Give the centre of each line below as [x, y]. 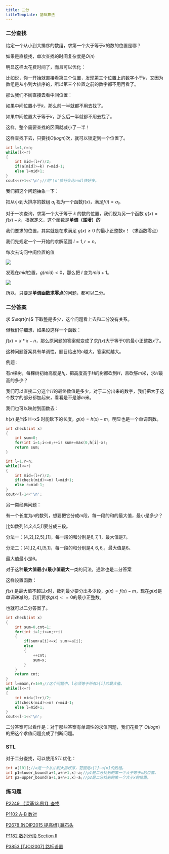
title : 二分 [17, 10]
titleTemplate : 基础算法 [30, 15]
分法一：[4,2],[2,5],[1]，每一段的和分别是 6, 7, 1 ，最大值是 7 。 [68, 537]
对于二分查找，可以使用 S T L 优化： [41, 759]
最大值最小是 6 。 [23, 558]
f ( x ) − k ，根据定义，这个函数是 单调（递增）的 [53, 220]
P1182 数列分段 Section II [32, 836]
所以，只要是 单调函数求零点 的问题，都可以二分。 [57, 293]
